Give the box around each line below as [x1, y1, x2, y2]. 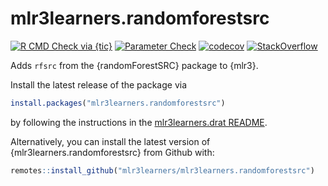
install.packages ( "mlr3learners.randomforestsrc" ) [10, 98, 226, 108]
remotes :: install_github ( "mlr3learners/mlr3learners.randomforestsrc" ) [10, 165, 315, 176]
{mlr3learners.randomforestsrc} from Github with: [10, 146, 215, 158]
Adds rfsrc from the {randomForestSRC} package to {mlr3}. [10, 59, 259, 71]
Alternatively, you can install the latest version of [10, 135, 211, 147]
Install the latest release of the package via [10, 78, 188, 91]
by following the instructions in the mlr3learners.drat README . [10, 116, 268, 128]
